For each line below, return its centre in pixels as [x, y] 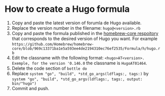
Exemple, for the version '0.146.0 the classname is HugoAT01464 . [79, 63]
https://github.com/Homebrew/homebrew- [53, 44]
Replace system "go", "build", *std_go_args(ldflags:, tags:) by [80, 73]
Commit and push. [31, 88]
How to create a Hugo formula [67, 9]
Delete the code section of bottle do [49, 68]
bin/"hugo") [24, 83]
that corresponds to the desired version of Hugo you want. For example [84, 39]
